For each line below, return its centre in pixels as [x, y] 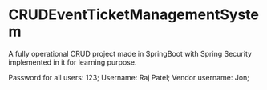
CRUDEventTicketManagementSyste [133, 15]
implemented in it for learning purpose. [73, 62]
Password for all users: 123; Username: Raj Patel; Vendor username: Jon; [129, 77]
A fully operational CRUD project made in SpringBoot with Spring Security [130, 53]
